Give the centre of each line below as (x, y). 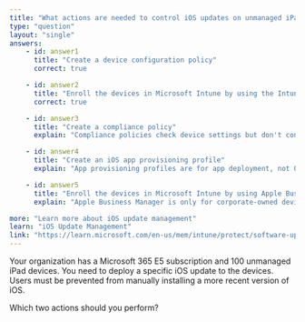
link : (20, 236)
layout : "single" (42, 35)
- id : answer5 (52, 185)
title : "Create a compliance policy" (105, 127)
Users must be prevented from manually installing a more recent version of (149, 280)
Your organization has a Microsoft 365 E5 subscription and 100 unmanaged (150, 261)
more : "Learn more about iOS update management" (103, 218)
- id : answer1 (52, 52)
